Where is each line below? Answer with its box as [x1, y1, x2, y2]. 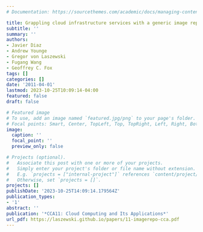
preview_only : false [11, 144, 63, 150]
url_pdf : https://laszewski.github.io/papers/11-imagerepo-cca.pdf [6, 216, 180, 222]
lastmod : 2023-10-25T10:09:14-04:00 [6, 87, 98, 94]
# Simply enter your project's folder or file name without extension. [6, 165, 196, 171]
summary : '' [6, 31, 36, 37]
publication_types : [6, 194, 56, 200]
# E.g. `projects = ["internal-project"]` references [6, 171, 150, 177]
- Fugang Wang [6, 59, 42, 65]
